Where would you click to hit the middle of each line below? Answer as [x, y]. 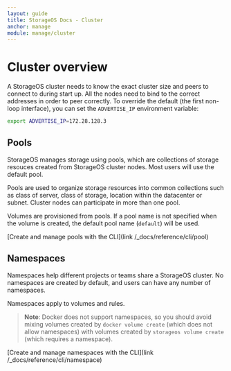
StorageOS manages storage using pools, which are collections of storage [113, 159]
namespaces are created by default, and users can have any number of [109, 282]
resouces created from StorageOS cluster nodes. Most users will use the [111, 166]
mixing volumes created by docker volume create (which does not [118, 324]
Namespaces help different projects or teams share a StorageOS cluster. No [115, 275]
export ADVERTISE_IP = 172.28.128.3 [57, 121]
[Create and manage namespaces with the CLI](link [81, 352]
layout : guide [28, 14]
